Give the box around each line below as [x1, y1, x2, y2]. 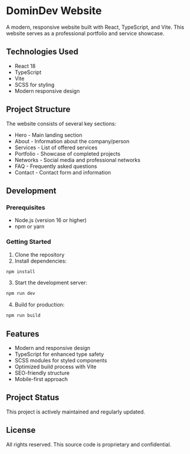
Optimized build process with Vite [14, 363, 97, 370]
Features [6, 329, 39, 339]
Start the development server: [14, 279, 88, 286]
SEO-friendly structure [14, 369, 70, 376]
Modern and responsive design [14, 344, 91, 351]
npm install [6, 268, 35, 274]
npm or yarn [14, 223, 45, 230]
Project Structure [6, 105, 71, 115]
